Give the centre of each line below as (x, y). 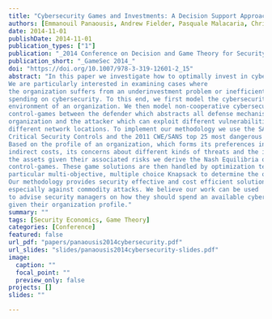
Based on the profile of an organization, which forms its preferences (132, 144)
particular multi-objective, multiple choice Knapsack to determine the (134, 175)
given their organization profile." (70, 205)
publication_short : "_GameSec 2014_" (72, 62)
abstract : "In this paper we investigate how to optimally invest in (128, 76)
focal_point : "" (43, 273)
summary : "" (28, 212)
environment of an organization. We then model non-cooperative (119, 106)
